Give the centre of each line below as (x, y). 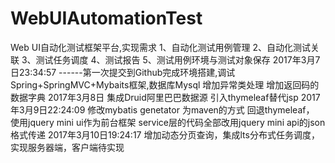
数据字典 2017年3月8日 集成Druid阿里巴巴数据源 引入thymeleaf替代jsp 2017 (165, 97)
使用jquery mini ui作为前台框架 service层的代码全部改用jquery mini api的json (168, 122)
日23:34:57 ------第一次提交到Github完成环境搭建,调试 (123, 72)
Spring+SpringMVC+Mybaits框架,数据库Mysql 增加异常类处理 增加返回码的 (165, 84)
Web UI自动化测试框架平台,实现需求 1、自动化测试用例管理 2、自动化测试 (161, 47)
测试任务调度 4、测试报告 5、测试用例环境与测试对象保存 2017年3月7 (178, 59)
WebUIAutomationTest (106, 18)
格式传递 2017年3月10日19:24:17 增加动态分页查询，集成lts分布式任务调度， (165, 134)
